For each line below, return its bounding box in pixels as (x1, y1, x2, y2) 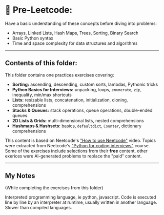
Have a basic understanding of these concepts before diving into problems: (5, 20, 157, 26)
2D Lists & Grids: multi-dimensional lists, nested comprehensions (12, 117, 144, 123)
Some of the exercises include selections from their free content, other (5, 148, 148, 154)
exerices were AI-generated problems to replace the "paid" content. (5, 153, 142, 159)
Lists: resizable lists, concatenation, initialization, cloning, (12, 97, 128, 103)
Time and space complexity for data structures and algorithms (12, 40, 138, 46)
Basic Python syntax (12, 35, 54, 41)
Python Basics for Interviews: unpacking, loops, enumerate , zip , (12, 86, 142, 92)
